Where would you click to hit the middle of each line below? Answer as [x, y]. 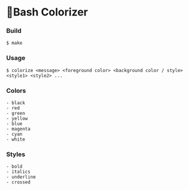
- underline [21, 177]
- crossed [19, 182]
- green [16, 113]
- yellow [17, 119]
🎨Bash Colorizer [47, 12]
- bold [14, 167]
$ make [14, 43]
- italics [19, 172]
